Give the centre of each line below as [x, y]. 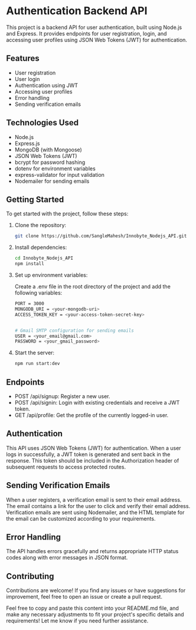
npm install [29, 264]
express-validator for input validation [60, 175]
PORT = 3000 [29, 303]
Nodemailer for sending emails [52, 181]
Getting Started [35, 199]
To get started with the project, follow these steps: [67, 214]
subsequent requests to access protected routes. [66, 467]
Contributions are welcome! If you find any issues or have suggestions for [96, 590]
